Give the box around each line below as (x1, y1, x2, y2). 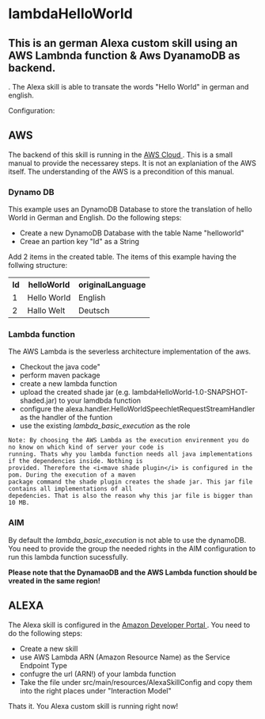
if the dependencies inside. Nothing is (8, 457, 144, 465)
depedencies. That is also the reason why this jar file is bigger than (8, 492, 253, 500)
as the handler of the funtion (19, 413, 113, 423)
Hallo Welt (27, 305, 66, 316)
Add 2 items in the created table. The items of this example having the (8, 252, 237, 262)
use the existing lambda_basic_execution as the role (19, 421, 191, 430)
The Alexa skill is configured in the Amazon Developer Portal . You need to (8, 620, 251, 629)
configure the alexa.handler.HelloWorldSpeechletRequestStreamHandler (19, 404, 256, 414)
